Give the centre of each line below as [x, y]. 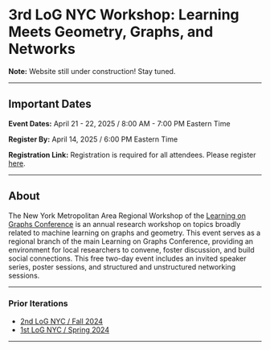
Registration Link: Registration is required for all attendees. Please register [132, 154]
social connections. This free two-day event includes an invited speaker [127, 258]
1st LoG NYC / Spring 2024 [65, 329]
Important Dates [50, 104]
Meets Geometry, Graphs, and [111, 32]
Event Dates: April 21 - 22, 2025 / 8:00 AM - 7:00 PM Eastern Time [119, 123]
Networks [42, 49]
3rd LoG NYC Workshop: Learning [124, 15]
